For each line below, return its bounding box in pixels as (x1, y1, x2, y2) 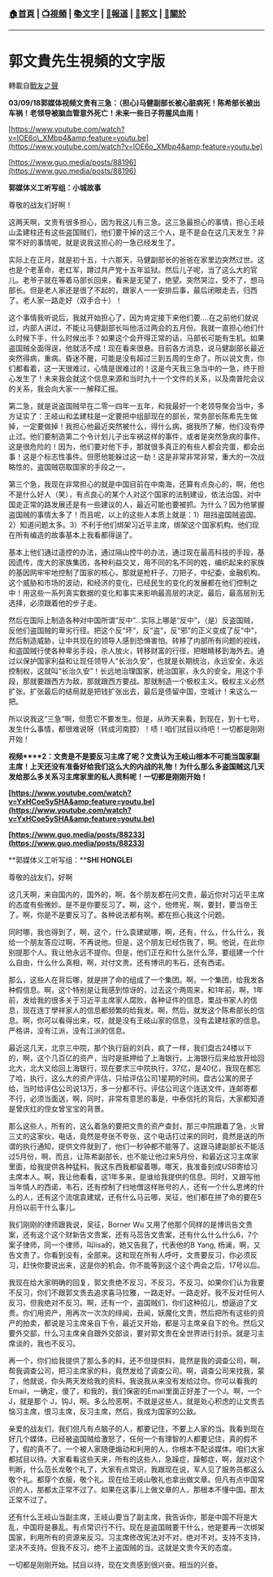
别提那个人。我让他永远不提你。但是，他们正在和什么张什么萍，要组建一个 (8, 947, 258, 957)
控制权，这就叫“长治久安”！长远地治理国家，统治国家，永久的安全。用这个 (8, 666, 258, 676)
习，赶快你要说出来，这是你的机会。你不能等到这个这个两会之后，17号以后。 (8, 1260, 265, 1270)
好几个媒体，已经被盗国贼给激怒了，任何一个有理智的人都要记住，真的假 (8, 1434, 250, 1444)
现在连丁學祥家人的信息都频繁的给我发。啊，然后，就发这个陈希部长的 (22, 1006, 258, 1016)
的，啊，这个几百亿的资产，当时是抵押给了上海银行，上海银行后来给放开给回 (8, 1053, 265, 1063)
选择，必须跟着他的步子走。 (8, 598, 102, 608)
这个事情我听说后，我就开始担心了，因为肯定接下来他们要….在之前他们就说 (8, 313, 259, 323)
